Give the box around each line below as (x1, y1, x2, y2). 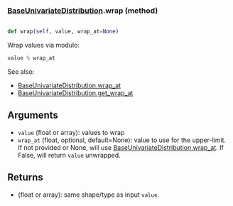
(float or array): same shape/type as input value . (17, 190, 160, 199)
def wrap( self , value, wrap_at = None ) (7, 28, 119, 36)
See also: (7, 67, 35, 76)
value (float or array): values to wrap (17, 128, 125, 136)
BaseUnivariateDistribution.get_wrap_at (17, 89, 134, 97)
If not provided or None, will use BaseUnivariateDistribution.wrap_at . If (17, 143, 224, 151)
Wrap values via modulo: (7, 41, 80, 50)
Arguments (7, 109, 59, 121)
